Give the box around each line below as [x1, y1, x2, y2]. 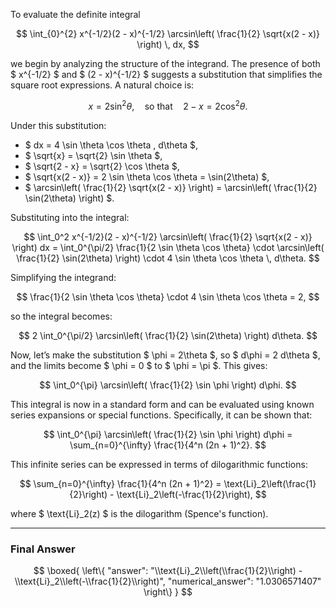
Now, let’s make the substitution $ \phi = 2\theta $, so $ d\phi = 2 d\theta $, [10, 349, 321, 361]
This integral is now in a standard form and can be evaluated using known [10, 398, 315, 410]
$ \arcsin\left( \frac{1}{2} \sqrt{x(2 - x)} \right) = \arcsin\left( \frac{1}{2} [24, 181, 318, 193]
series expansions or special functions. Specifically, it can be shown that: [10, 409, 313, 421]
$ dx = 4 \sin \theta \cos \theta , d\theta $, [24, 139, 199, 151]
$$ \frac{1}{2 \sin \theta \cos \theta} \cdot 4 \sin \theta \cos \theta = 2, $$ [16, 290, 320, 303]
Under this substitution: [10, 119, 107, 131]
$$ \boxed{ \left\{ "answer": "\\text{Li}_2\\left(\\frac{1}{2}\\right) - [33, 564, 303, 576]
